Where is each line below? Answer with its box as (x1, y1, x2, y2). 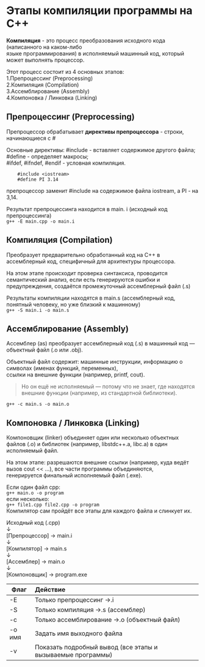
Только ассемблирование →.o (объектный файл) (34, 616, 181, 624)
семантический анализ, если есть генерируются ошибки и (6, 276, 160, 283)
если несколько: (6, 496, 50, 503)
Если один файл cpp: (6, 483, 61, 491)
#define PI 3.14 (17, 176, 59, 182)
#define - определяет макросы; (6, 153, 88, 160)
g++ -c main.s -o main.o (6, 401, 70, 408)
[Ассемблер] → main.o (6, 558, 65, 565)
